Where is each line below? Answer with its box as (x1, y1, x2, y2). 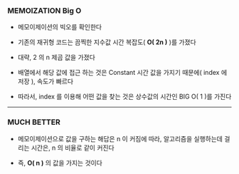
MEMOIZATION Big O (7, 6, 82, 16)
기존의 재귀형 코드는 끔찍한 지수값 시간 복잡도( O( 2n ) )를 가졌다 (17, 38, 197, 46)
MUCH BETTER (7, 117, 60, 127)
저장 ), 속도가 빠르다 (17, 77, 73, 86)
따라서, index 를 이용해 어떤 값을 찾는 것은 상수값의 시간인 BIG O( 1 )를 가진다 (17, 92, 232, 101)
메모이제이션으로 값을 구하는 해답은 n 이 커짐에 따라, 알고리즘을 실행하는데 (17, 134, 223, 143)
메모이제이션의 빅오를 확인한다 (17, 23, 102, 31)
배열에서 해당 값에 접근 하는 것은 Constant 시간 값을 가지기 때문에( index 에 (17, 68, 228, 77)
